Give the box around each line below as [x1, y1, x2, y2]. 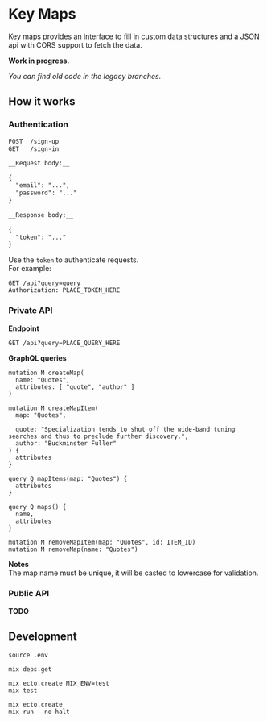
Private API [8, 305, 53, 316]
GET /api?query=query [8, 279, 81, 287]
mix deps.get [8, 665, 52, 674]
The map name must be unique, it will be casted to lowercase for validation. [8, 568, 259, 578]
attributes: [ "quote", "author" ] [15, 382, 135, 391]
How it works [8, 94, 76, 109]
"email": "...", [15, 182, 70, 190]
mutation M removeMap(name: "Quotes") [8, 545, 138, 553]
